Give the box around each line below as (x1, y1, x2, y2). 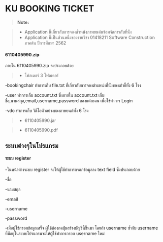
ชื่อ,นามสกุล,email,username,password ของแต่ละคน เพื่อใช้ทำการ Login (5, 98, 133, 104)
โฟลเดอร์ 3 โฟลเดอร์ (24, 73, 59, 79)
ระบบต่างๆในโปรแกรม (5, 141, 59, 150)
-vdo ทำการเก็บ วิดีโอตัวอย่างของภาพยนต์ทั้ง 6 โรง (5, 108, 89, 114)
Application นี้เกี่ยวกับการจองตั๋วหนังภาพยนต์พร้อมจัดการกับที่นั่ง (24, 29, 132, 35)
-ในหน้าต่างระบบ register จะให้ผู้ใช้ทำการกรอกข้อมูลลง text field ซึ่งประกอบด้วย (5, 166, 140, 172)
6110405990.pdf (24, 127, 58, 133)
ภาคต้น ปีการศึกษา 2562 (24, 40, 66, 46)
